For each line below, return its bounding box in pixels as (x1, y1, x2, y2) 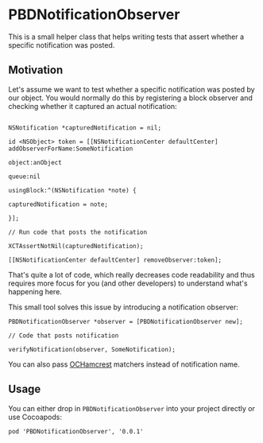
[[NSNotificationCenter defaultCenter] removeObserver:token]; (8, 256, 222, 264)
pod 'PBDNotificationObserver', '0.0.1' (8, 427, 145, 435)
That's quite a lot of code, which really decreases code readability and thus (8, 270, 256, 279)
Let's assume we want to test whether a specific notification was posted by (8, 84, 256, 94)
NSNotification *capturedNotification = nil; (8, 123, 161, 132)
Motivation (8, 64, 64, 77)
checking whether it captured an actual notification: (8, 101, 177, 111)
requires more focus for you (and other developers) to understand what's (8, 278, 248, 288)
